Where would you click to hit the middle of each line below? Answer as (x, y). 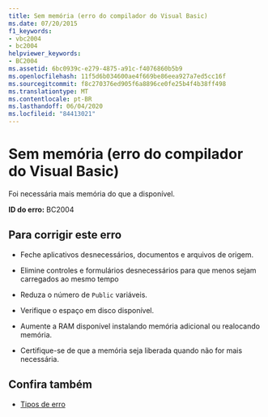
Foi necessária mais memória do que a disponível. (92, 193)
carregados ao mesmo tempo (69, 279)
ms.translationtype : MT (49, 91)
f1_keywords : (30, 31)
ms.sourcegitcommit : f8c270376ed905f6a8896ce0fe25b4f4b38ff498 (117, 84)
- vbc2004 (25, 39)
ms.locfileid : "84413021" (52, 114)
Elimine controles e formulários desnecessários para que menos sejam (138, 270)
